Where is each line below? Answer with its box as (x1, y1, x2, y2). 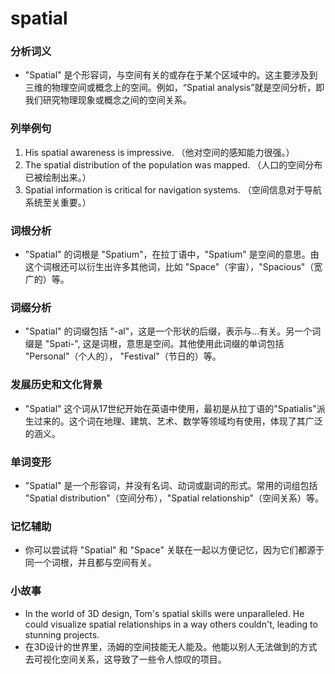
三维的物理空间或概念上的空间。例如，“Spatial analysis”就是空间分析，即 (24, 82, 325, 94)
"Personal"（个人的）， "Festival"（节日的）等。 (24, 350, 222, 362)
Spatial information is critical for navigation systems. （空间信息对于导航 (24, 183, 322, 196)
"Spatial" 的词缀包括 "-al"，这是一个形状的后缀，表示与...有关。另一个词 (24, 325, 322, 337)
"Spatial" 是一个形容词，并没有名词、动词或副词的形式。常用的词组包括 (24, 479, 318, 491)
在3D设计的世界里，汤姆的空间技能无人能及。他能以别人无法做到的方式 (24, 640, 318, 652)
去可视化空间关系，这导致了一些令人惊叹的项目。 (24, 653, 227, 665)
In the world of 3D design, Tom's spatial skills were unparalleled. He (24, 607, 305, 619)
